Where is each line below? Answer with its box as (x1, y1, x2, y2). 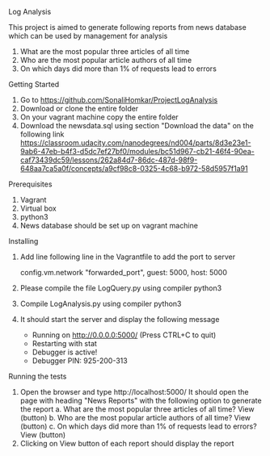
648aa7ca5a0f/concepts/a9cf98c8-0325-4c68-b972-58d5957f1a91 (19, 164, 248, 173)
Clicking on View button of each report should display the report (19, 439, 234, 448)
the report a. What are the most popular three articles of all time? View (19, 404, 255, 414)
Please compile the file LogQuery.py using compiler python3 (19, 283, 222, 293)
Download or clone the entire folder (19, 104, 139, 113)
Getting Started (8, 80, 60, 89)
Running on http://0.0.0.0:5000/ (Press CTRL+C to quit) (32, 330, 217, 340)
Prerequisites (8, 179, 53, 189)
